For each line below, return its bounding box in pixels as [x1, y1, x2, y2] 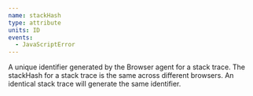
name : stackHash [8, 11, 61, 20]
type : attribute [8, 19, 61, 27]
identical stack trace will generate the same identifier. [8, 79, 181, 89]
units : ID [8, 26, 41, 34]
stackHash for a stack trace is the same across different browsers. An [8, 71, 234, 80]
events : [8, 33, 34, 42]
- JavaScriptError [15, 41, 76, 49]
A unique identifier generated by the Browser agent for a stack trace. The [8, 62, 246, 72]
